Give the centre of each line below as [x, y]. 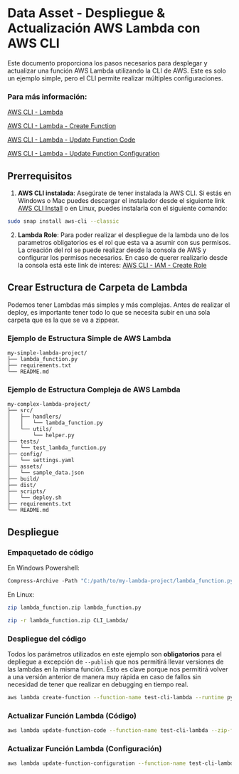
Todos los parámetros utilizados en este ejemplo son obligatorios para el [115, 654]
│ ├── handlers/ [34, 417]
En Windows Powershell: [43, 568]
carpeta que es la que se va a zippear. [63, 320]
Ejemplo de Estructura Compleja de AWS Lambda [94, 389]
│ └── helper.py [41, 436]
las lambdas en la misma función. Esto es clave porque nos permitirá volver [118, 669]
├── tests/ [23, 442]
